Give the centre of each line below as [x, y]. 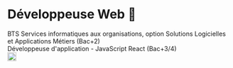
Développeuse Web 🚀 [72, 14]
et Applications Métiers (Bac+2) [54, 41]
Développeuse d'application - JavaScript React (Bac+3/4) [92, 48]
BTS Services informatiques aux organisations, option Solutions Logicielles [116, 34]
